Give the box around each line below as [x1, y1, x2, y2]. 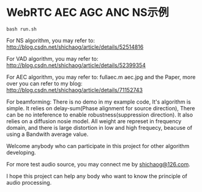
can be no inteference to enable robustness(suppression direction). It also [6, 111, 193, 118]
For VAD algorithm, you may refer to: [6, 55, 99, 62]
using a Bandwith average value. [6, 130, 89, 138]
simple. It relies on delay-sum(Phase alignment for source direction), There [6, 104, 195, 112]
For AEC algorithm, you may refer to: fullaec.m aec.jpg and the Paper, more [6, 73, 196, 80]
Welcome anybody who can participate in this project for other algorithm [6, 142, 190, 149]
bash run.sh [6, 26, 37, 32]
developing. [6, 149, 36, 156]
